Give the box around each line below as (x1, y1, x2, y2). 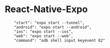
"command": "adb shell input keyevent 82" (14, 38, 105, 43)
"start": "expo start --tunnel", (14, 20, 85, 25)
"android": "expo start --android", (14, 24, 92, 30)
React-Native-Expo (5, 4, 88, 15)
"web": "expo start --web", (14, 33, 73, 38)
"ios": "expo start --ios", (14, 29, 73, 34)
